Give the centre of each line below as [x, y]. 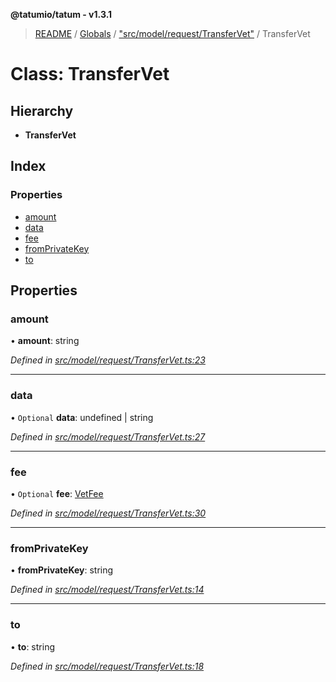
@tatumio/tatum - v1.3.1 [61, 14]
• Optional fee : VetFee [57, 493]
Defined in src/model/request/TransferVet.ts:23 [108, 360]
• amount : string [45, 341]
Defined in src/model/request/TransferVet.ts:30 [108, 513]
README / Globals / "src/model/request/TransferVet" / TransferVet [172, 33]
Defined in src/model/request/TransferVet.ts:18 [107, 666]
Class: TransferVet [90, 74]
